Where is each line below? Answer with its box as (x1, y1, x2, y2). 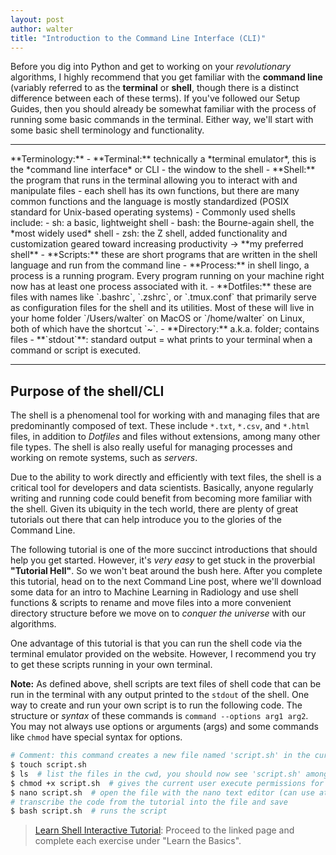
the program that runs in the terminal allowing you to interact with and (10, 174, 298, 186)
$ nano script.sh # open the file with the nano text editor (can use (10, 787, 315, 798)
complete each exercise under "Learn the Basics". (34, 835, 242, 847)
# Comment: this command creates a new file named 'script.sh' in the (10, 751, 311, 761)
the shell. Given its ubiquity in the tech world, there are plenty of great (10, 503, 299, 515)
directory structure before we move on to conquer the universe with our (10, 607, 307, 620)
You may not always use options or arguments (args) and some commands (10, 721, 319, 733)
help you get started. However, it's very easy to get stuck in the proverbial (10, 554, 316, 566)
